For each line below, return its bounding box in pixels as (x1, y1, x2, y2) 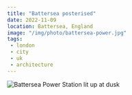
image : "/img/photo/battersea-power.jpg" (7, 29, 127, 36)
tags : (7, 36, 23, 43)
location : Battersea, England (7, 23, 94, 30)
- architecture (10, 61, 53, 68)
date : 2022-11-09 (7, 17, 57, 23)
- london (10, 42, 36, 49)
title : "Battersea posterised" (7, 10, 96, 17)
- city (10, 49, 29, 56)
